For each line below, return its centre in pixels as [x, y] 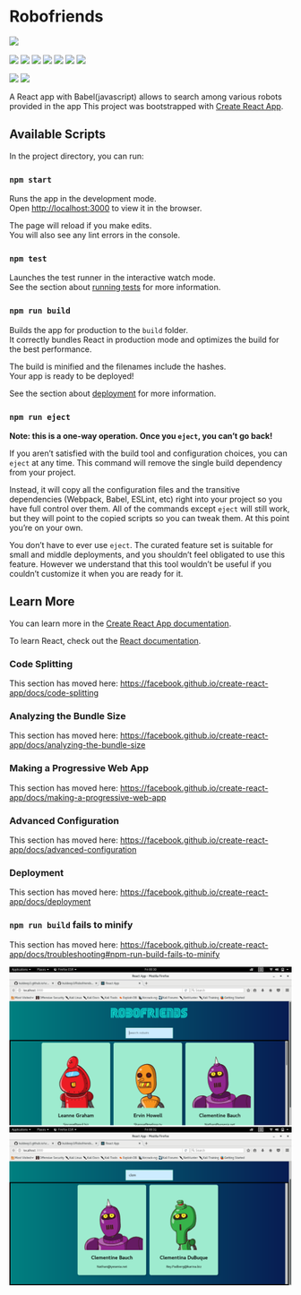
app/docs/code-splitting [54, 693]
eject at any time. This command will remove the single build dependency [146, 462]
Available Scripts [57, 135]
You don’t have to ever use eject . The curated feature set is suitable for [141, 545]
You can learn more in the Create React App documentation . [120, 623]
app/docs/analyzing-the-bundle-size [77, 745]
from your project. [43, 472]
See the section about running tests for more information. [115, 287]
